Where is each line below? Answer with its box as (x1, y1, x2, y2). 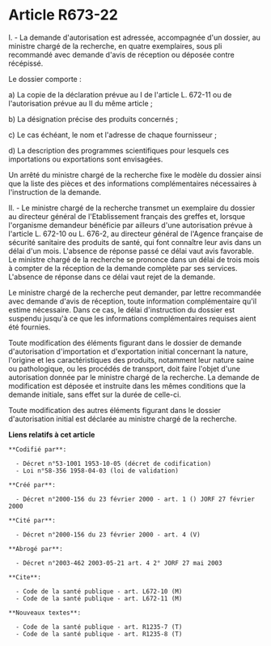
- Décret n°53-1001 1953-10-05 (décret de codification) (15, 459, 212, 467)
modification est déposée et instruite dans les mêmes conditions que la (8, 381, 246, 390)
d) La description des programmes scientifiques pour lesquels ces (8, 145, 229, 155)
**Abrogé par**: (8, 545, 63, 553)
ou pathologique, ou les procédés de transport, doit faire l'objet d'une (8, 364, 241, 373)
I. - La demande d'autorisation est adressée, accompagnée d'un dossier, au (8, 32, 261, 42)
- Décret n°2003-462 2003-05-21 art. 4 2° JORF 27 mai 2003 (15, 558, 222, 567)
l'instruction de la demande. (8, 187, 102, 196)
